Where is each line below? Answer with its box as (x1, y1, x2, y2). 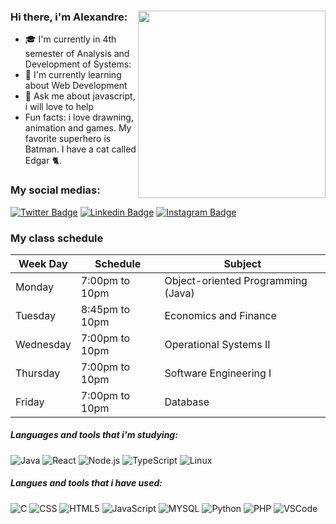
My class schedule (10, 231, 104, 245)
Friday (15, 395, 45, 409)
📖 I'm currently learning (24, 69, 122, 81)
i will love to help (24, 101, 95, 113)
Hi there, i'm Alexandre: (10, 10, 128, 24)
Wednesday (15, 337, 72, 351)
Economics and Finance (164, 308, 277, 322)
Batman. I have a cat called (24, 143, 137, 155)
